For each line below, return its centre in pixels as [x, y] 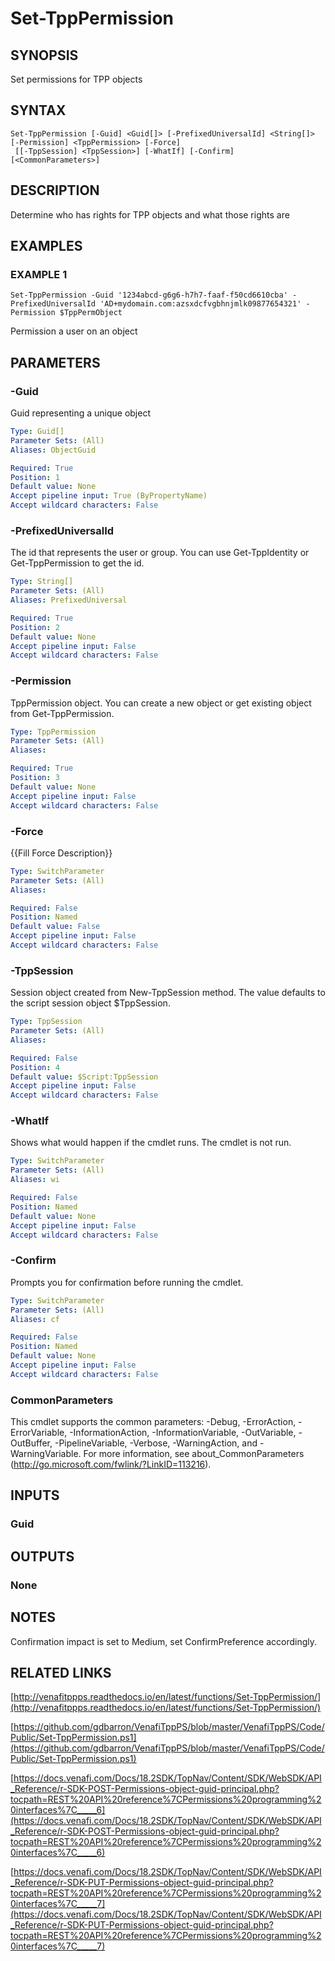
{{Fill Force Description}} [61, 853]
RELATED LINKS [61, 1672]
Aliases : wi [35, 1180]
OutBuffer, [31, 1443]
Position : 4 [35, 1067]
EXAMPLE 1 [39, 274]
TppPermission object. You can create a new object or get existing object [161, 703]
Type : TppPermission [53, 732]
